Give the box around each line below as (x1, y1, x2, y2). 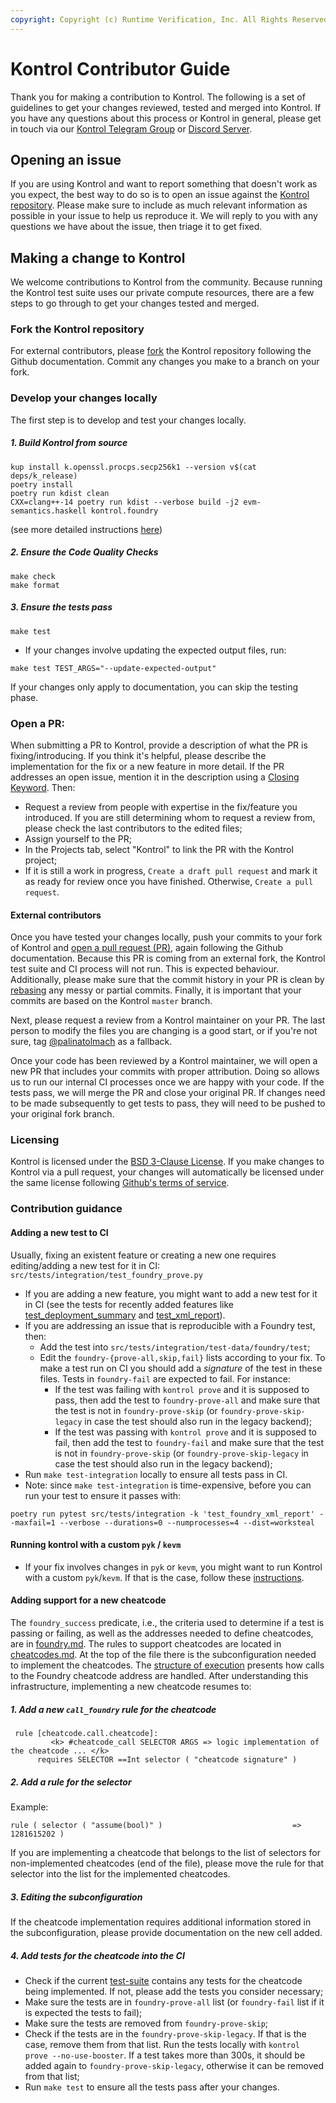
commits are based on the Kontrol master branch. (10, 995, 213, 1007)
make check (10, 571, 56, 581)
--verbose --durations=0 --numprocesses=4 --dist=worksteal (59, 1517, 315, 1528)
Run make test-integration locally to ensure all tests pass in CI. (24, 1468, 288, 1480)
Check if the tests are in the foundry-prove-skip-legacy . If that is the (24, 2027, 307, 2040)
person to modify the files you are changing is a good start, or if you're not (10, 1025, 318, 1037)
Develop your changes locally (10, 391, 158, 405)
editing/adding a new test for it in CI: (10, 1259, 160, 1271)
